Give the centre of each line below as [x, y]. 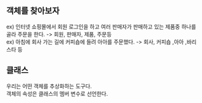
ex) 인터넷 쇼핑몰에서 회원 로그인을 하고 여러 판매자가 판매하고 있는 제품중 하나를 [101, 27]
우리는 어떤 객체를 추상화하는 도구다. [49, 86]
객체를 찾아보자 [33, 11]
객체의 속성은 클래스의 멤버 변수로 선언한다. [57, 93]
